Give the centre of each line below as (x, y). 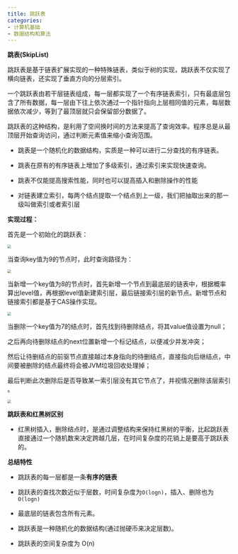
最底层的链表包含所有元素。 (58, 514)
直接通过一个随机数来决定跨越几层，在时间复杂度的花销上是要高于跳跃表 (123, 438)
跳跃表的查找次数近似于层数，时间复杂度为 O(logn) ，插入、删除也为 (115, 492)
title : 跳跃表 (27, 14)
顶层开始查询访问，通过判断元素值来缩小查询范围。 (82, 135)
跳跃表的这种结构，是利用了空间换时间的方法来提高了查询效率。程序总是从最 (119, 126)
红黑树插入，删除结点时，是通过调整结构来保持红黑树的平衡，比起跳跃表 (123, 429)
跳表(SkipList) (28, 55)
